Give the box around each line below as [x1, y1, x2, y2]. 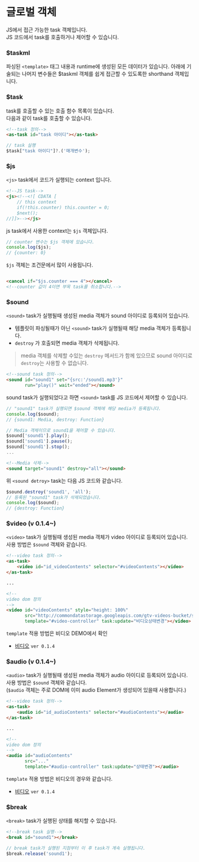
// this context [17, 199, 57, 205]
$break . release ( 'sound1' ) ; [6, 851, 73, 857]
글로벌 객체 [6, 5, 57, 19]
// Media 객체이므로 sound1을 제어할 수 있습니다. [6, 427, 117, 433]
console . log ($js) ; [6, 244, 52, 251]
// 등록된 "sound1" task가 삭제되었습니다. [6, 494, 102, 501]
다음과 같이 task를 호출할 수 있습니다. [6, 114, 92, 121]
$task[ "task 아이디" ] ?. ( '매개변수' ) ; [6, 148, 91, 154]
